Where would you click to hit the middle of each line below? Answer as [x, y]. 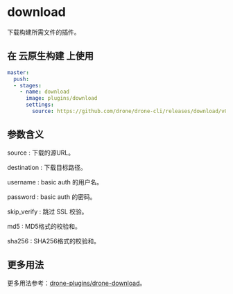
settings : [40, 105]
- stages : [27, 85]
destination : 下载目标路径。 [47, 167]
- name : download [45, 92]
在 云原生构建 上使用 [50, 56]
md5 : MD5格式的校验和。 [44, 226]
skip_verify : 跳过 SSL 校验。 [48, 211]
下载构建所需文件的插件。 [44, 32]
